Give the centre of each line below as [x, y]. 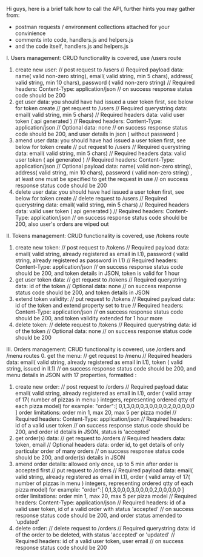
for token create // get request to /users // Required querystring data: [101, 108]
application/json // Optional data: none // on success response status [101, 127]
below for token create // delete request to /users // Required [91, 198]
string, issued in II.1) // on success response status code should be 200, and [101, 368]
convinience [30, 33]
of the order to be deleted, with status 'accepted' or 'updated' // [95, 535]
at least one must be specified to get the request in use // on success [101, 179]
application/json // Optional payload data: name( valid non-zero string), [104, 166]
